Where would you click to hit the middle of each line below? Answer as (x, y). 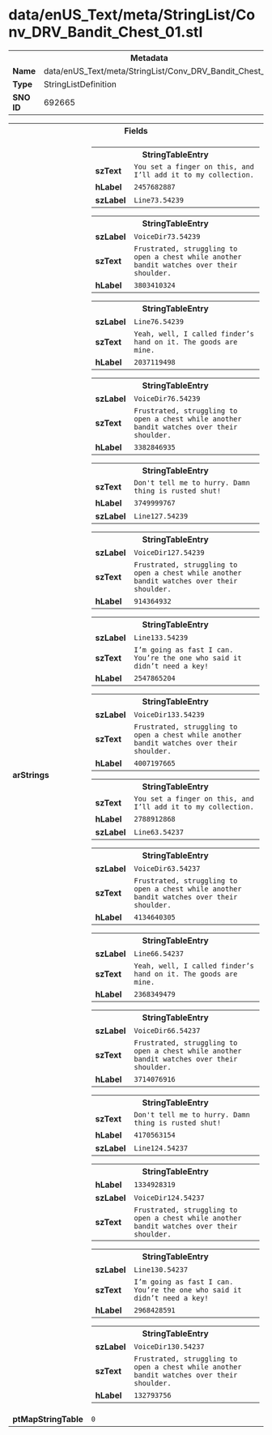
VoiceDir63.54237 (167, 868)
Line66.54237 (159, 953)
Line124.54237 (161, 1148)
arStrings (31, 775)
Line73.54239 (159, 200)
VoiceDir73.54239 (167, 236)
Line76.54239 (159, 321)
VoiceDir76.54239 (167, 398)
